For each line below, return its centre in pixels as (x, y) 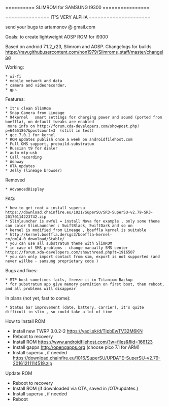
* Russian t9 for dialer (31, 149)
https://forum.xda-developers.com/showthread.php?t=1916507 (70, 252)
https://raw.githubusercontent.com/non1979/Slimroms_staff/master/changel (84, 52)
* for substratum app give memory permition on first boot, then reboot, (85, 284)
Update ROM (19, 373)
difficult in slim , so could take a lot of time (59, 312)
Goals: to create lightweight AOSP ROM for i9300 (57, 37)
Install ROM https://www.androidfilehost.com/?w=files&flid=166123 (83, 342)
